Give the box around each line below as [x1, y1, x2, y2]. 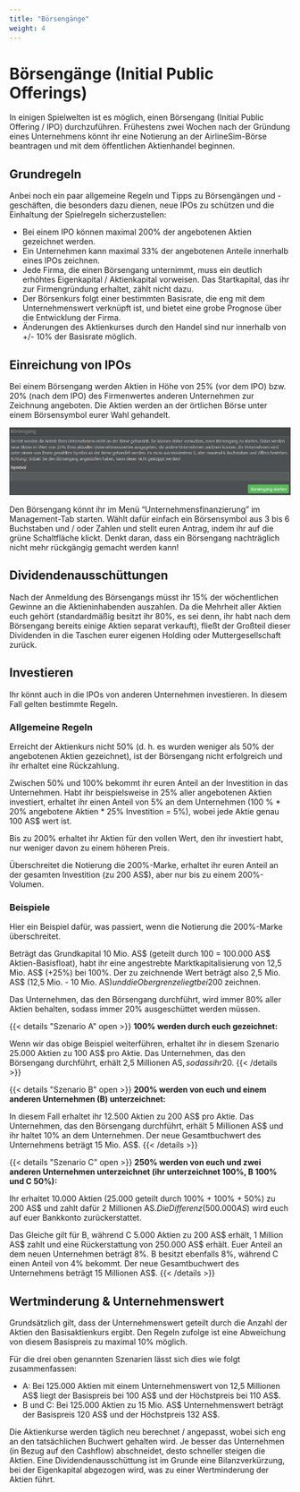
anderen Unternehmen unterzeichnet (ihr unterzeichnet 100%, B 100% [9, 1166, 278, 1177]
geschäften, [9, 200, 54, 210]
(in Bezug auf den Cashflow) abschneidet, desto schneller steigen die [9, 1445, 266, 1456]
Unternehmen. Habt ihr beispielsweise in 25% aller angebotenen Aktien [9, 788, 272, 798]
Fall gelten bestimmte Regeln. [9, 698, 119, 709]
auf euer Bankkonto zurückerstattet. [9, 1213, 142, 1223]
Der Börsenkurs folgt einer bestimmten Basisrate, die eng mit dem [21, 294, 265, 304]
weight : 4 [9, 23, 46, 33]
